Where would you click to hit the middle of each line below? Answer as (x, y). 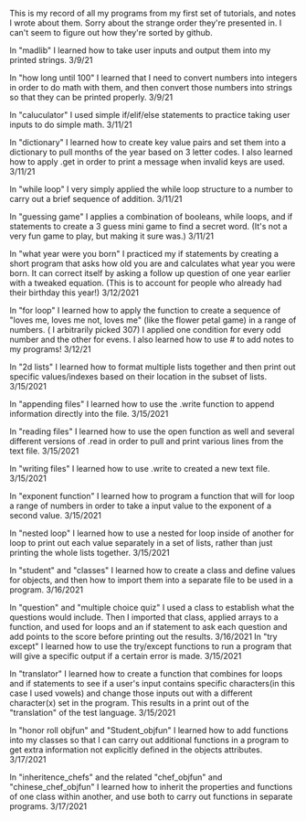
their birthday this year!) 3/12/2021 (74, 293)
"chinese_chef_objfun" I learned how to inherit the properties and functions (151, 787)
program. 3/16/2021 (47, 590)
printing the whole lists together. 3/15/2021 (90, 553)
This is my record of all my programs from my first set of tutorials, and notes (153, 13)
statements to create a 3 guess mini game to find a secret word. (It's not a (148, 226)
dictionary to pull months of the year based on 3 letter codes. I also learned (151, 152)
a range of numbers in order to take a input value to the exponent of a (141, 506)
